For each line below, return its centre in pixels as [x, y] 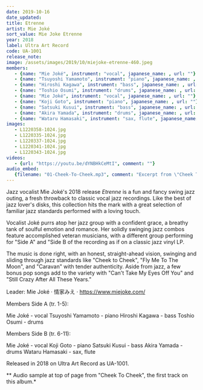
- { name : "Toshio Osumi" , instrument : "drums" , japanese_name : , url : [105, 91]
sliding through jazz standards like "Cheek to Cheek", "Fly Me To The [92, 260]
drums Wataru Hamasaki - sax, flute [51, 352]
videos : [16, 158]
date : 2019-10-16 [28, 12]
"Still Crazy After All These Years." [49, 279]
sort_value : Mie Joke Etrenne [44, 34]
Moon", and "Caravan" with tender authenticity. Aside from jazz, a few [94, 267]
